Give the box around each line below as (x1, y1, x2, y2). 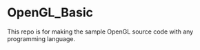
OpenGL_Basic (7, 5, 93, 21)
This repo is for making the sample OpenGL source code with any (7, 27, 194, 36)
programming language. (7, 34, 76, 42)
